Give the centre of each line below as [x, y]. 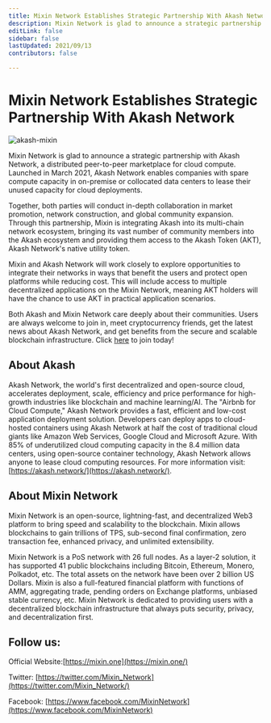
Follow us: [35, 642]
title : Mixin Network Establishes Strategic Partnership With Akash [126, 16]
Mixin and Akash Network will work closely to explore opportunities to [124, 264]
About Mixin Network [63, 496]
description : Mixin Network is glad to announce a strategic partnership [135, 23]
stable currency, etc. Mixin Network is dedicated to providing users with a [131, 599]
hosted [20, 427]
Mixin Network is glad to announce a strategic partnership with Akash [124, 155]
